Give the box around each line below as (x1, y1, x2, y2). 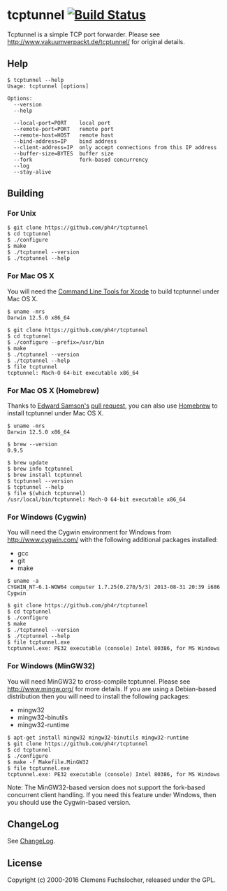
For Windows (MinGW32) (7, 661, 96, 671)
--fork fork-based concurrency (13, 156, 149, 163)
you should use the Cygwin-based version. (7, 798, 131, 806)
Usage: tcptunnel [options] (7, 83, 89, 90)
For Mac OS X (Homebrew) (7, 385, 100, 395)
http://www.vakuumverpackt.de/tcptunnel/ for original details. (7, 37, 185, 46)
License (7, 857, 43, 869)
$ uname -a (7, 578, 39, 585)
